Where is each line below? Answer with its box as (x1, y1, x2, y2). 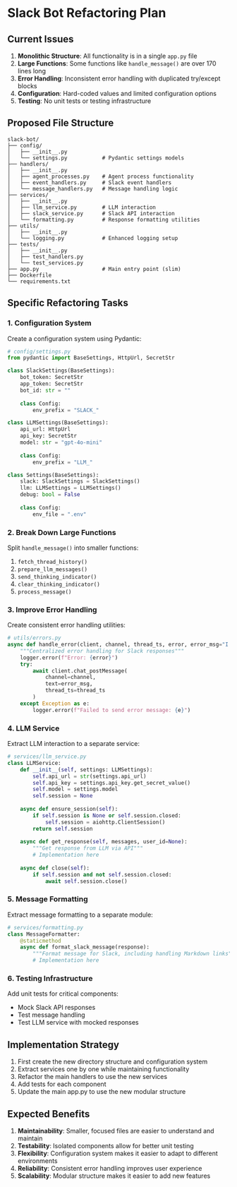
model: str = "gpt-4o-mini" (20, 439, 102, 446)
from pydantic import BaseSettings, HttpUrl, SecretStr (7, 354, 175, 361)
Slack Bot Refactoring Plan (7, 5, 166, 21)
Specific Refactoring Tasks (7, 297, 129, 309)
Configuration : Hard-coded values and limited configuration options (17, 90, 217, 97)
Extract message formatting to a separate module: (7, 910, 153, 919)
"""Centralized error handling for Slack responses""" (20, 647, 185, 654)
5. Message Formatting (7, 894, 88, 904)
